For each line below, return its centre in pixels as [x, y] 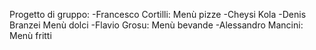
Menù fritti [30, 35]
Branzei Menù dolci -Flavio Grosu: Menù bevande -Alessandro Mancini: [156, 25]
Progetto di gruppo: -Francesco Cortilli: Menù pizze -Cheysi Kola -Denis [158, 14]
